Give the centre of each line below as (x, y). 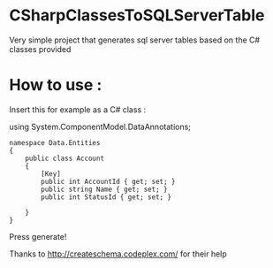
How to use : (56, 85)
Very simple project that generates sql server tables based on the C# (135, 40)
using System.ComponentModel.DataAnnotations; (100, 126)
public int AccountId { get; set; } (108, 181)
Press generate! (38, 236)
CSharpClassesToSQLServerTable (137, 15)
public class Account (64, 158)
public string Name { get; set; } (104, 189)
